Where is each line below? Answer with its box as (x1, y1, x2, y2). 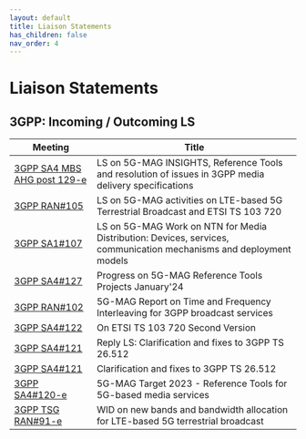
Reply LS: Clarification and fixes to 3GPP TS (97, 336, 285, 349)
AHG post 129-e (14, 174, 87, 187)
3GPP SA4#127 (14, 275, 83, 288)
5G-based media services (97, 389, 209, 402)
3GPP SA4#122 (14, 322, 83, 334)
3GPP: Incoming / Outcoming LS (9, 114, 196, 129)
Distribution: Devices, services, (97, 231, 229, 244)
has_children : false (9, 30, 88, 39)
